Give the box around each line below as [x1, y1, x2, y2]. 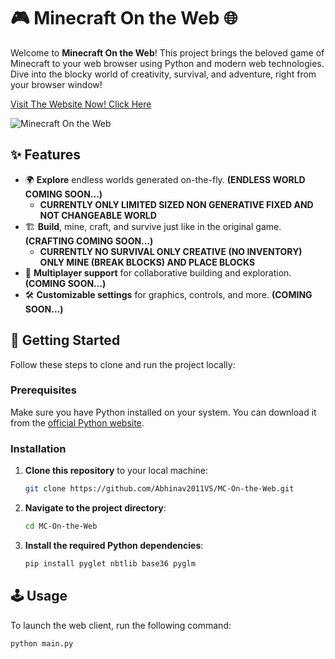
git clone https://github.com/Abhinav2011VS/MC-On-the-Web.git [24, 484, 295, 494]
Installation [10, 441, 67, 455]
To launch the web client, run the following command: [10, 619, 232, 631]
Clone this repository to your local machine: [24, 465, 208, 477]
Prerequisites [10, 383, 77, 397]
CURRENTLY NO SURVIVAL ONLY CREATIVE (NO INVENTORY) [39, 245, 303, 257]
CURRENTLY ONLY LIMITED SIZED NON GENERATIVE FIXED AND [39, 198, 314, 210]
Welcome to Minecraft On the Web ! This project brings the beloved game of [10, 46, 325, 59]
